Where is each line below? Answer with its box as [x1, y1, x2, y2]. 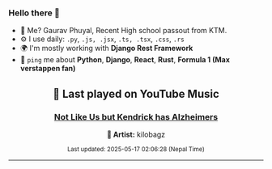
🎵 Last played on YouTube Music [52, 87, 220, 100]
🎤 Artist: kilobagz [106, 129, 166, 139]
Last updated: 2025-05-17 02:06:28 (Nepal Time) [67, 145, 205, 153]
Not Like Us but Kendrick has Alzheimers [53, 111, 219, 122]
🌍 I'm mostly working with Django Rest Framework [19, 44, 193, 53]
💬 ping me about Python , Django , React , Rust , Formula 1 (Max [19, 55, 231, 65]
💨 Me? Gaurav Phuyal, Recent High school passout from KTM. [19, 26, 227, 36]
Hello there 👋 [8, 7, 61, 19]
